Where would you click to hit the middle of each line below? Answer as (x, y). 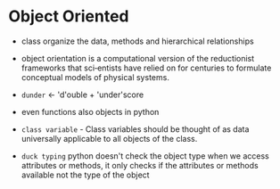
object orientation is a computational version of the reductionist (138, 58)
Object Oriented (69, 16)
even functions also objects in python (90, 111)
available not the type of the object (85, 175)
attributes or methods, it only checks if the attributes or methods (140, 165)
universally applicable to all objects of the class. (109, 138)
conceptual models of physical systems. (95, 77)
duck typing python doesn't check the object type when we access (145, 156)
